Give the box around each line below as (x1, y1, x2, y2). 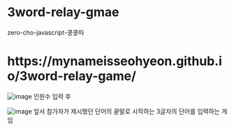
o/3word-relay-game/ (7, 68, 136, 84)
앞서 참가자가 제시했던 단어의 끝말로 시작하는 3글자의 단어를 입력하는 (34, 106, 220, 116)
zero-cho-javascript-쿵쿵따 (7, 28, 85, 36)
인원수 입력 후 (34, 92, 71, 100)
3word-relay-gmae (7, 4, 119, 20)
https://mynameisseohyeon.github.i (7, 53, 222, 69)
